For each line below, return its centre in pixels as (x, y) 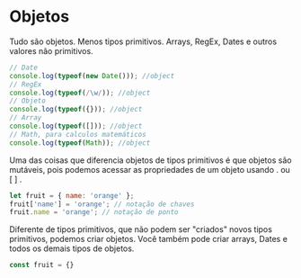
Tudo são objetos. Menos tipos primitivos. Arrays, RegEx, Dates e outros (143, 41)
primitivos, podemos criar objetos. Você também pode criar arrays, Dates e (148, 239)
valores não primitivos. (51, 50)
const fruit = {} (42, 265)
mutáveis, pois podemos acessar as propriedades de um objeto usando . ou (150, 169)
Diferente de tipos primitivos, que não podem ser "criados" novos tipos (141, 229)
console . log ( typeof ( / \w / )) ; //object (80, 93)
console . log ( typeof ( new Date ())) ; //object (92, 76)
